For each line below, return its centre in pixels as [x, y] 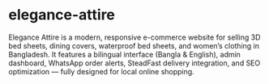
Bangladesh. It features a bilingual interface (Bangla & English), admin [125, 54]
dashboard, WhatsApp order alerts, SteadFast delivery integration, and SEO [134, 63]
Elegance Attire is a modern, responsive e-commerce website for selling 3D [134, 37]
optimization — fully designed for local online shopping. [101, 71]
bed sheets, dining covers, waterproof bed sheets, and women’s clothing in [134, 45]
